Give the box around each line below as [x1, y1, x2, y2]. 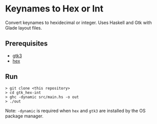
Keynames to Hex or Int [5, 3, 104, 14]
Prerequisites [5, 39, 48, 48]
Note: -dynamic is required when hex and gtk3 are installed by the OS [5, 107, 146, 113]
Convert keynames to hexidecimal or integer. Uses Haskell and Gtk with [5, 19, 152, 25]
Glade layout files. [5, 24, 42, 30]
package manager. [5, 113, 44, 119]
